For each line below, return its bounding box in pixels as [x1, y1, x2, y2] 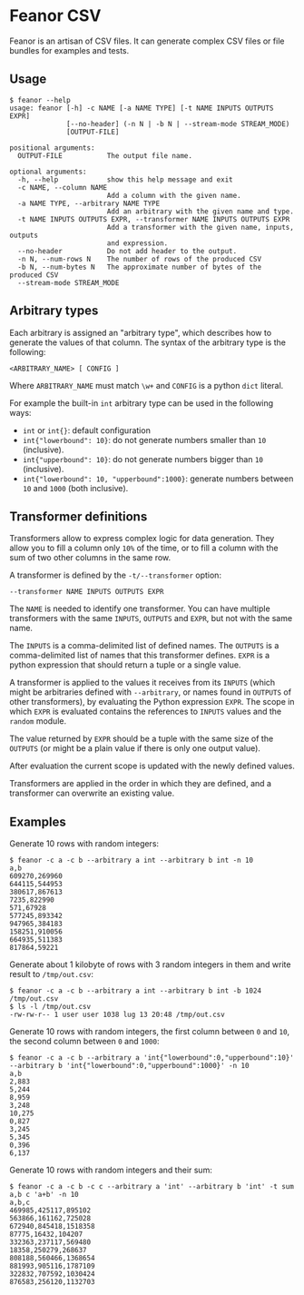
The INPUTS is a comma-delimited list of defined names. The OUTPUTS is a [9, 640, 279, 651]
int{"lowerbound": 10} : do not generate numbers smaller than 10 [22, 434, 267, 445]
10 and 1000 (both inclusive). [22, 482, 129, 493]
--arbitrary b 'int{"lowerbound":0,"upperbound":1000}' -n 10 [9, 1062, 250, 1071]
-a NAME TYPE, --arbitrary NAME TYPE [17, 199, 161, 208]
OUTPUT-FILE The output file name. [17, 151, 193, 160]
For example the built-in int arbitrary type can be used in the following [9, 397, 274, 409]
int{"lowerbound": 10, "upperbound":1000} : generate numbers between [22, 473, 294, 484]
